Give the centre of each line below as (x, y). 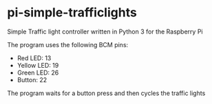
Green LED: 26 (38, 73)
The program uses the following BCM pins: (68, 44)
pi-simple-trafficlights (72, 13)
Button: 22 (32, 79)
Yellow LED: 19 (38, 65)
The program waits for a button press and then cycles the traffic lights (106, 93)
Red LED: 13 (34, 58)
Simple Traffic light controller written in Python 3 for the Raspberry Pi (105, 31)
